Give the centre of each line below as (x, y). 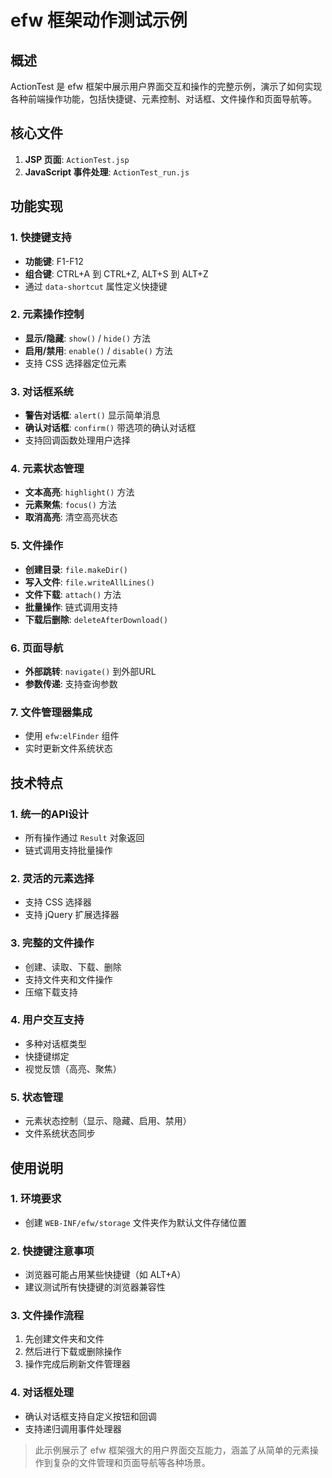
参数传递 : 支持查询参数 (71, 683)
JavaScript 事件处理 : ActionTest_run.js (107, 172)
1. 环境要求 (36, 1199)
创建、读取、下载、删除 (73, 967)
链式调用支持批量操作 (68, 850)
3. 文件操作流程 (47, 1316)
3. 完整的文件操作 (52, 943)
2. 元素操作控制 (47, 314)
